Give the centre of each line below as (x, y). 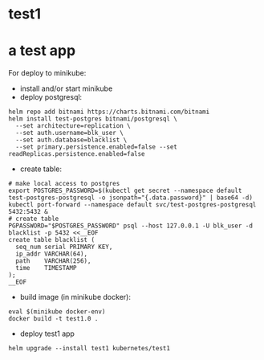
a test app (42, 51)
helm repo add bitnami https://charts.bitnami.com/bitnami (109, 112)
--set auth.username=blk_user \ (70, 133)
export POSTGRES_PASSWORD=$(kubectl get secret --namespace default (125, 191)
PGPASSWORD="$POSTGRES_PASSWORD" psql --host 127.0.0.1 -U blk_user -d (130, 226)
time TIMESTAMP (47, 268)
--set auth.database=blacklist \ (71, 140)
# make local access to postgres (64, 184)
